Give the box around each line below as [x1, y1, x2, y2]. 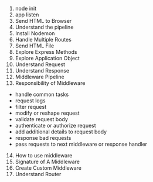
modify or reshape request [15, 109, 80, 116]
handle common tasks [15, 91, 69, 98]
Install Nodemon [15, 30, 55, 37]
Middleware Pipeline [15, 73, 65, 80]
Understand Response [15, 67, 70, 74]
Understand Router [15, 171, 62, 177]
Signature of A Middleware [15, 158, 80, 165]
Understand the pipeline [15, 23, 74, 30]
